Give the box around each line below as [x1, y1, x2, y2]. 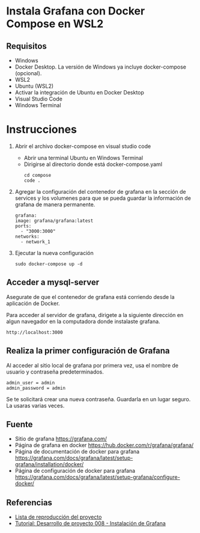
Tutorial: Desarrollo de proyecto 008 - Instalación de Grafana [14, 520, 166, 527]
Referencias [6, 498, 53, 508]
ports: [14, 223, 32, 229]
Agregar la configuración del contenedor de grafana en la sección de [14, 188, 186, 195]
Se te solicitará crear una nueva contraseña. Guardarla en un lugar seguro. [6, 395, 191, 402]
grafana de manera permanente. [14, 200, 95, 208]
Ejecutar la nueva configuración [14, 249, 94, 256]
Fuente [6, 419, 33, 430]
